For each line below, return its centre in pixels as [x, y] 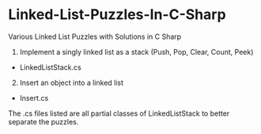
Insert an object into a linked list [72, 82]
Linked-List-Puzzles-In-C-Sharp [117, 15]
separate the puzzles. [43, 121]
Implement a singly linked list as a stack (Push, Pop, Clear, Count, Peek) [136, 52]
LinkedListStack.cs [50, 67]
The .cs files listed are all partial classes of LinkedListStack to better [119, 113]
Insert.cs [34, 98]
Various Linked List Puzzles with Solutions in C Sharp [95, 36]
